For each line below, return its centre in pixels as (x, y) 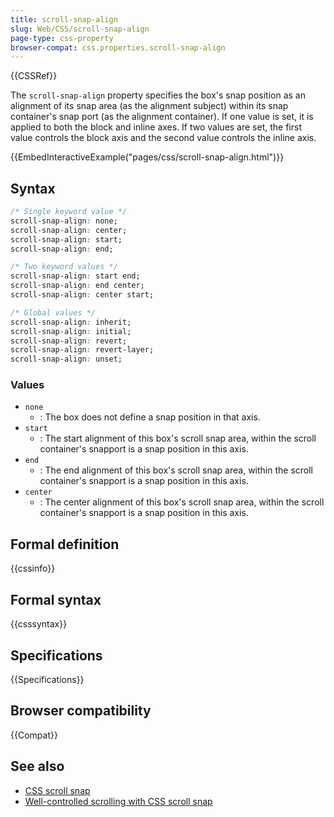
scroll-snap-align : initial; (71, 331)
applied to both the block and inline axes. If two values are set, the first (156, 127)
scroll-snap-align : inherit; (71, 322)
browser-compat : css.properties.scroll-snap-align (118, 47)
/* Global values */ (53, 312)
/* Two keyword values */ (64, 267)
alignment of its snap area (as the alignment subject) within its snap (149, 106)
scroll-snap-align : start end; (75, 276)
